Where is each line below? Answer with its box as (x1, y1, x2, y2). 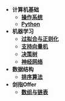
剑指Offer (12, 81, 36, 88)
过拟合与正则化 (21, 35, 59, 42)
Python (21, 21, 41, 27)
